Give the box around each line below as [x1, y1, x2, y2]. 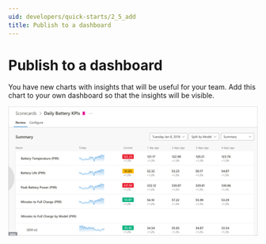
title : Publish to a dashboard [8, 21, 112, 29]
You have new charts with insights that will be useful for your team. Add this [8, 82, 256, 92]
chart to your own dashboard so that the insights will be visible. [8, 91, 215, 101]
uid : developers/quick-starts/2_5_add [8, 13, 136, 21]
